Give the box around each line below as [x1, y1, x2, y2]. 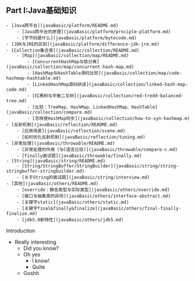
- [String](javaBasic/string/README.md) [6, 157, 106, 164]
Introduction [6, 227, 36, 234]
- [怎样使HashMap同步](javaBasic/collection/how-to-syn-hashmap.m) [27, 115, 190, 121]
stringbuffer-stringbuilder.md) [6, 168, 85, 174]
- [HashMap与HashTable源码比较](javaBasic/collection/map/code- [27, 70, 182, 76]
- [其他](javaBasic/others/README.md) [6, 180, 99, 186]
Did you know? [23, 245, 60, 252]
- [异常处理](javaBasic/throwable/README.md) [6, 140, 116, 146]
